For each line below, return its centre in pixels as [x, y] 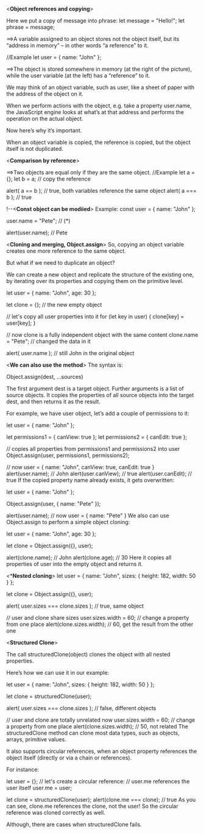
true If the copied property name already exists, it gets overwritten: [90, 480]
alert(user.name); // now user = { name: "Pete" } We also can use [88, 516]
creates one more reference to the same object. [66, 251]
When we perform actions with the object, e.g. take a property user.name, [99, 106]
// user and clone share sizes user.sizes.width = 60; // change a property [98, 618]
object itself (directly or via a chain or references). [69, 758]
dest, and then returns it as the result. [53, 401]
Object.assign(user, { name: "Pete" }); [54, 504]
